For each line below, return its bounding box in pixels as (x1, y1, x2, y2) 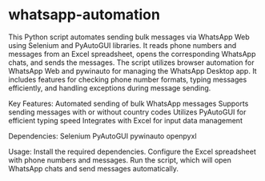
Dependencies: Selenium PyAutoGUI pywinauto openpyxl (8, 131, 198, 141)
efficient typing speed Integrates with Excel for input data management (8, 115, 243, 125)
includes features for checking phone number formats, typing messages (8, 74, 247, 84)
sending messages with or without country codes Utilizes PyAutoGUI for (8, 107, 247, 117)
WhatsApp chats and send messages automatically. (8, 163, 179, 173)
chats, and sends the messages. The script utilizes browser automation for (8, 58, 255, 67)
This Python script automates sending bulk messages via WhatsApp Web (8, 32, 250, 42)
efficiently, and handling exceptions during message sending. (8, 82, 211, 93)
